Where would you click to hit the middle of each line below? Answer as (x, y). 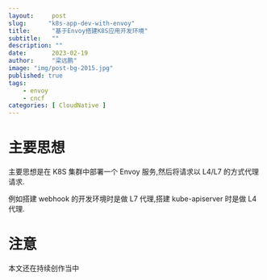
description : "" (35, 46)
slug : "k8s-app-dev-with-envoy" (72, 23)
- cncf (34, 98)
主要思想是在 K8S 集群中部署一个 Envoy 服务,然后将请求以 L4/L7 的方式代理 (134, 172)
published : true (35, 76)
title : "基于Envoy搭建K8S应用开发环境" (78, 31)
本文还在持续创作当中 (44, 268)
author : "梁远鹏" (43, 61)
